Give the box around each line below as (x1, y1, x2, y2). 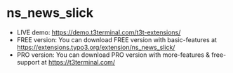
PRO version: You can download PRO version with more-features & (16, 51, 211, 59)
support (16, 58, 40, 66)
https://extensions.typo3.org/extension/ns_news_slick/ (16, 43, 175, 51)
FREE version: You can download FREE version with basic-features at (16, 35, 217, 44)
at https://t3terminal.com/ (41, 58, 116, 66)
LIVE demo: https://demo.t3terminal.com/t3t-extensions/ (16, 28, 181, 36)
